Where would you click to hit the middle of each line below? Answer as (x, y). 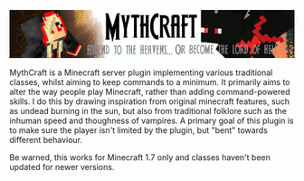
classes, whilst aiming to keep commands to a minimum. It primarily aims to (150, 81)
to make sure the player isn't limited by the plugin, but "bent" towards (139, 130)
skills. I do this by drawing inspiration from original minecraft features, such (150, 101)
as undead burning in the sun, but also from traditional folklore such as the (148, 110)
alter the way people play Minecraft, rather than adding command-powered (150, 91)
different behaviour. (46, 139)
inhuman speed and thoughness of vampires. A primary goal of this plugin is (152, 120)
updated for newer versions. (62, 167)
